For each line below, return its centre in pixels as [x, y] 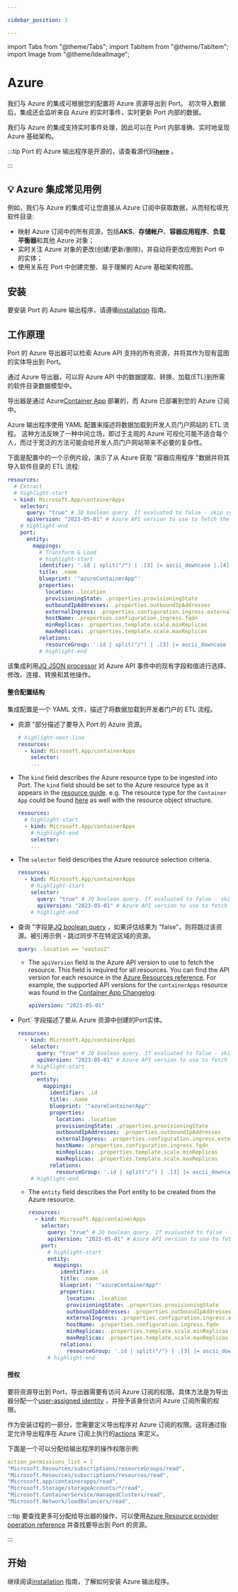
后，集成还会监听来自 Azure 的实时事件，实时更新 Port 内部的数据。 [106, 112]
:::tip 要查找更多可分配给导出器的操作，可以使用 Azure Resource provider [113, 1515]
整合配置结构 [26, 692]
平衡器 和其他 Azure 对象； [56, 240]
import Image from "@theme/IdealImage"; [68, 54]
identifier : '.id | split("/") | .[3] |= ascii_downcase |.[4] [134, 566]
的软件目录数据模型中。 [41, 386]
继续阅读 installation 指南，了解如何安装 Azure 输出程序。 [90, 1581]
